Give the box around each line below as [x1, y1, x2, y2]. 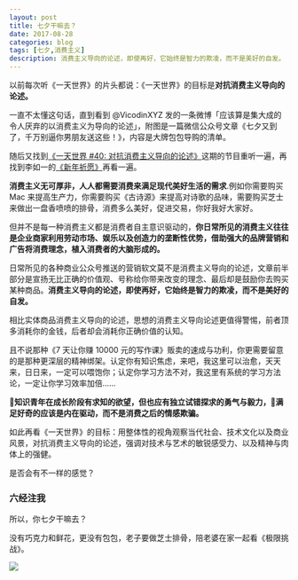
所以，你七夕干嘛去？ [9, 513, 87, 524]
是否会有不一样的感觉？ [9, 467, 95, 478]
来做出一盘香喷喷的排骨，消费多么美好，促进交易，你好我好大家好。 [9, 203, 258, 213]
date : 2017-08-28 [9, 29, 74, 38]
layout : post [9, 12, 58, 22]
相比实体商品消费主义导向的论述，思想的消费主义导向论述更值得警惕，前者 [9, 315, 281, 325]
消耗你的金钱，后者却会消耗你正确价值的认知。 [16, 325, 188, 336]
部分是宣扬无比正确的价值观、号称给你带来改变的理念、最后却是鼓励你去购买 [9, 274, 289, 284]
